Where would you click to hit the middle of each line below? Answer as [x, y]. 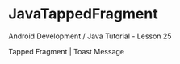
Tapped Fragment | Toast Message [67, 51]
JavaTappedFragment [84, 14]
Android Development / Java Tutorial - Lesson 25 [90, 36]
